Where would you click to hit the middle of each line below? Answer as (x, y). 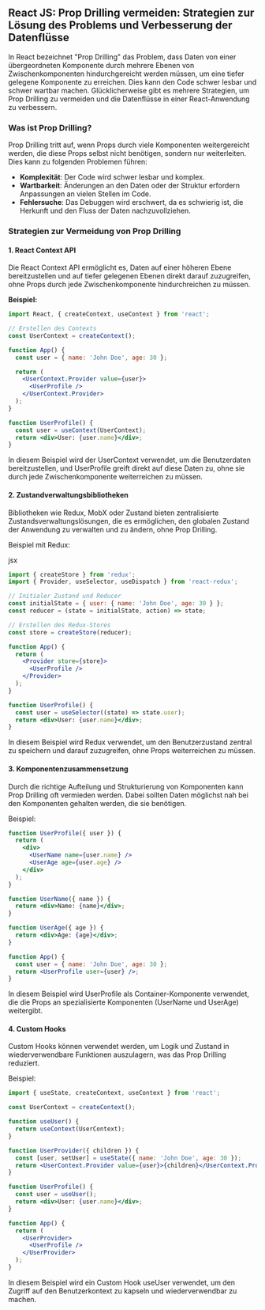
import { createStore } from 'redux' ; (72, 574)
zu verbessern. (33, 107)
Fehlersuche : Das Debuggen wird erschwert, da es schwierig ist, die (131, 203)
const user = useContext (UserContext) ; (81, 430)
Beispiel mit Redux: (39, 544)
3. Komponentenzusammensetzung (68, 769)
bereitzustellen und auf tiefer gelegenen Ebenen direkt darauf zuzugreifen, (129, 276)
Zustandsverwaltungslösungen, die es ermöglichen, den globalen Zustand (129, 521)
